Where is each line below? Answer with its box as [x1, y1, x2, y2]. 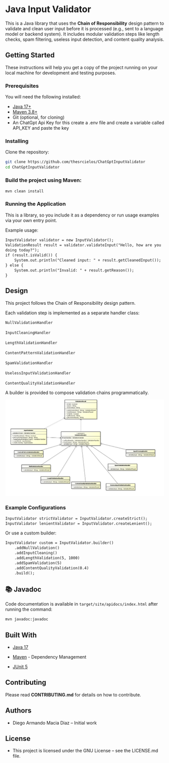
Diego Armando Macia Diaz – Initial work [12, 720, 97, 726]
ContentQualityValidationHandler [5, 380, 76, 386]
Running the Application [5, 200, 66, 207]
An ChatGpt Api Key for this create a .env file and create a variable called [12, 120, 164, 126]
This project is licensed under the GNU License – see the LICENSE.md [12, 748, 158, 754]
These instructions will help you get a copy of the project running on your [5, 64, 158, 70]
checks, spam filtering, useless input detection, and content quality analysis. [5, 36, 164, 42]
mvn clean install [5, 189, 44, 194]
